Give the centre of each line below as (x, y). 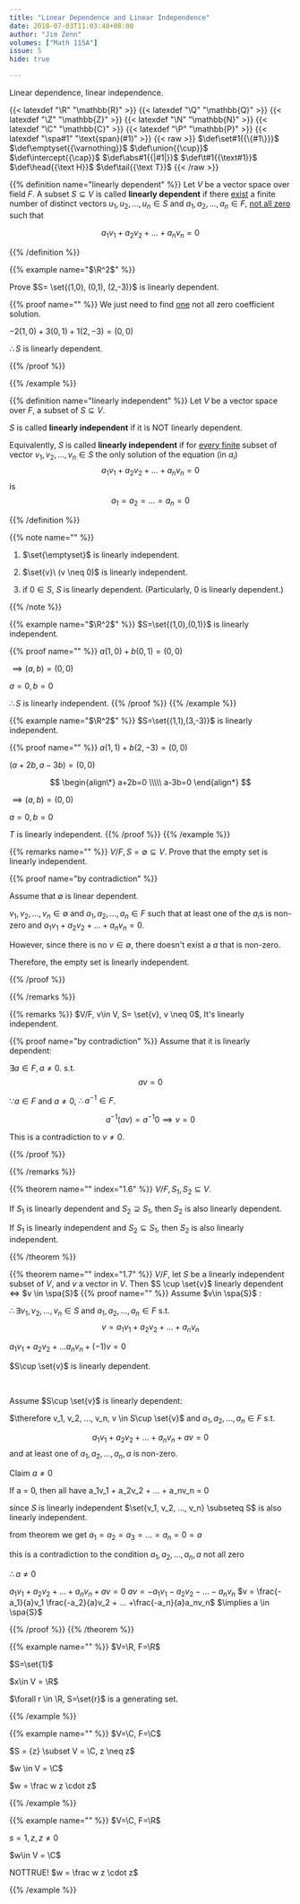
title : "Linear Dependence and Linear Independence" (110, 17)
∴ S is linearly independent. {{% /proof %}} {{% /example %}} (123, 703)
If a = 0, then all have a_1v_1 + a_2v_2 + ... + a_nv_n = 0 (109, 1491)
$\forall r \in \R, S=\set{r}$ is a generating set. (94, 1699)
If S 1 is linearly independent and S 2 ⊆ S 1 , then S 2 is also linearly (127, 1229)
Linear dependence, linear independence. (86, 92)
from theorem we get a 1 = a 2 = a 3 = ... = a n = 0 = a (106, 1536)
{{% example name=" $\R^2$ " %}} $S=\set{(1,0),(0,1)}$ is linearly (129, 624)
